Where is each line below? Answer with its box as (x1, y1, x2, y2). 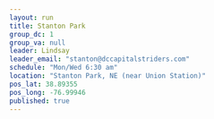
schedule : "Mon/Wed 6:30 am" (9, 64, 118, 72)
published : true (9, 96, 70, 106)
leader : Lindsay (9, 47, 70, 55)
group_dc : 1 (9, 30, 54, 38)
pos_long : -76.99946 (9, 88, 87, 97)
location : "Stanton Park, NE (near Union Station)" (9, 72, 206, 81)
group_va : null (9, 38, 66, 47)
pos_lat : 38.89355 (9, 80, 78, 89)
